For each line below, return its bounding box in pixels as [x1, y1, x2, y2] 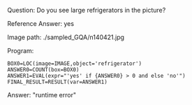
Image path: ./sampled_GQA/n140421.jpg [7, 33, 124, 41]
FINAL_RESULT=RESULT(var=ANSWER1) [7, 78, 108, 85]
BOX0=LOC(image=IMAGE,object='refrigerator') [7, 60, 142, 67]
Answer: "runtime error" [7, 91, 77, 99]
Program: [7, 47, 34, 55]
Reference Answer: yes [7, 20, 75, 27]
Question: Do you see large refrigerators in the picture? [7, 6, 166, 14]
